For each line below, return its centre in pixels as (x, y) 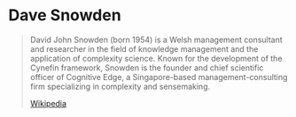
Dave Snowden (65, 15)
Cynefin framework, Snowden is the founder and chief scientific (147, 68)
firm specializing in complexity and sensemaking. (120, 86)
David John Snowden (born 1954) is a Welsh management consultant (156, 40)
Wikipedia (48, 103)
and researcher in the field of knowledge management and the (144, 48)
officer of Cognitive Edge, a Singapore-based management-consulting (159, 77)
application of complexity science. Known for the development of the (156, 58)
